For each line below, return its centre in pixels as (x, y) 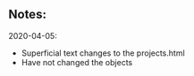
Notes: (27, 15)
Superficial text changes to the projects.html (103, 53)
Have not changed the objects (77, 62)
